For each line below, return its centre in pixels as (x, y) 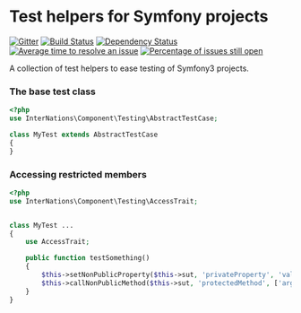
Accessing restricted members (78, 174)
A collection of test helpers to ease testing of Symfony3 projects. (129, 68)
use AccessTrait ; (58, 242)
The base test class (52, 91)
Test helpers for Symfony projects (139, 17)
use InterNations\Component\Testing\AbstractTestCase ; (114, 118)
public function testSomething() (88, 258)
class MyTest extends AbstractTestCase (84, 135)
